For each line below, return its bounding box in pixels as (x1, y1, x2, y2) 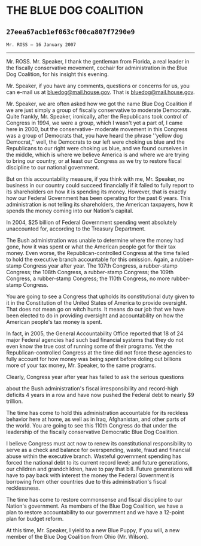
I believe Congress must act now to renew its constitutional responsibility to (6, 440, 193, 447)
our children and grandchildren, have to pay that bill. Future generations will (6, 465, 193, 472)
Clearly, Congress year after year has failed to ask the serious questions (6, 374, 184, 380)
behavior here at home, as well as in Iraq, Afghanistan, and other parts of (6, 415, 186, 423)
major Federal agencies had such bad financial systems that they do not (6, 336, 184, 343)
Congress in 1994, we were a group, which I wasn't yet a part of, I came (6, 119, 183, 126)
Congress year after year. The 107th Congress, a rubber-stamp (23, 262, 178, 269)
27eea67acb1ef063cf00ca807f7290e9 (6, 28, 135, 36)
